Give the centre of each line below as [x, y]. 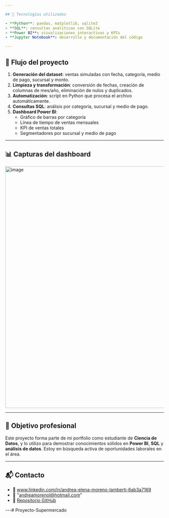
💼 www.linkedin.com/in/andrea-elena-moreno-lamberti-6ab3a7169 [82, 490]
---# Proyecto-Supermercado [36, 510]
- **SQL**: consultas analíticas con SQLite [53, 28]
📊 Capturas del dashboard [48, 154]
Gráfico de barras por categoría [53, 117]
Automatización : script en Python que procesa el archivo [72, 96]
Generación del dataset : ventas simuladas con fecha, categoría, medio [86, 74]
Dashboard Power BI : [35, 112]
